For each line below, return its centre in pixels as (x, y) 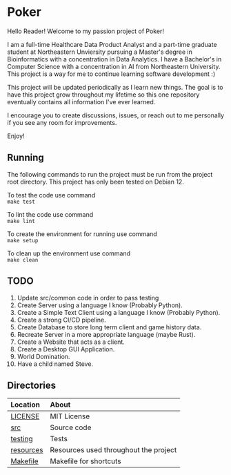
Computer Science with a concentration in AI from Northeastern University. (114, 66)
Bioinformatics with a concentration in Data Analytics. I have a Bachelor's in (114, 59)
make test (21, 202)
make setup (23, 240)
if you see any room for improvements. (62, 122)
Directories (32, 385)
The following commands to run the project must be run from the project (110, 174)
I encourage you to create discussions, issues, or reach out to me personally (116, 115)
